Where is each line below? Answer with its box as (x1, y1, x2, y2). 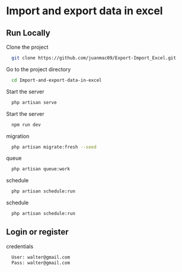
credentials (6, 242, 34, 250)
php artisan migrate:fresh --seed (11, 144, 97, 150)
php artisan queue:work (11, 166, 70, 172)
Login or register (6, 227, 69, 237)
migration (6, 132, 30, 140)
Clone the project (6, 43, 49, 50)
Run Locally (6, 28, 50, 38)
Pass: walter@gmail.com (11, 260, 70, 265)
